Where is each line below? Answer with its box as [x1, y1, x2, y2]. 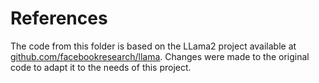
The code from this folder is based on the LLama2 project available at [10, 40, 297, 52]
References [10, 7, 108, 30]
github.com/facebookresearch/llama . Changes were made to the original [10, 50, 310, 62]
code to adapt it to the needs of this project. [10, 61, 192, 73]
